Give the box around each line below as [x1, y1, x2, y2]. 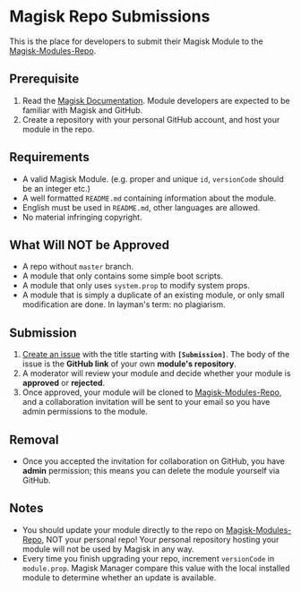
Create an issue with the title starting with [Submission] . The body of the [21, 349, 290, 360]
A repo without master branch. [21, 262, 134, 272]
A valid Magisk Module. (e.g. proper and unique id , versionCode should [21, 173, 284, 184]
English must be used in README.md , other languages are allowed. [21, 202, 261, 212]
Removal [9, 432, 59, 447]
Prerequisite [9, 72, 80, 87]
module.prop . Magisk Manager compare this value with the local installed [21, 562, 290, 573]
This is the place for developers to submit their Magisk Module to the [9, 36, 263, 47]
